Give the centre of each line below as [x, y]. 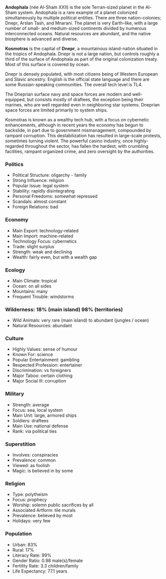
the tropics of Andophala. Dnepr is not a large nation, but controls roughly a [82, 54]
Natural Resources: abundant [42, 326]
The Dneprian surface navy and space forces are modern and [68, 94]
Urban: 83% [25, 545]
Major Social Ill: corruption [39, 381]
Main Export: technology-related [45, 230]
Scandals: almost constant [39, 201]
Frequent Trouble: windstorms [43, 296]
